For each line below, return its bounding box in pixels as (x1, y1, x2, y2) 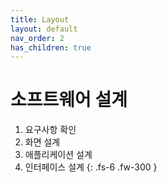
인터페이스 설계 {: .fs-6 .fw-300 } (24, 161, 158, 173)
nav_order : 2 (10, 33, 65, 43)
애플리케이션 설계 (24, 149, 93, 161)
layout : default (10, 24, 78, 34)
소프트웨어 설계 (10, 89, 128, 111)
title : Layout (10, 14, 70, 25)
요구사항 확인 (24, 124, 77, 136)
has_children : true (10, 42, 92, 53)
